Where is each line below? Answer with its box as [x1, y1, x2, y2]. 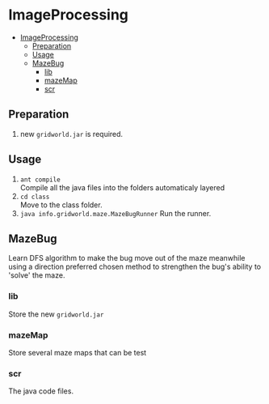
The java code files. [8, 386, 74, 396]
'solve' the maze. [8, 270, 65, 280]
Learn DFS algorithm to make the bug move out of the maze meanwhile [8, 253, 246, 263]
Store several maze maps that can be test [8, 347, 147, 357]
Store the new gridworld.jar [8, 309, 104, 319]
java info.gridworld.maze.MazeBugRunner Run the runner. [19, 208, 212, 218]
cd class [19, 193, 50, 201]
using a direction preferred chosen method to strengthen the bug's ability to [8, 262, 261, 272]
